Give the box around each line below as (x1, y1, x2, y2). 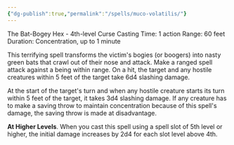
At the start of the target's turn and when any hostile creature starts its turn (7, 86, 225, 95)
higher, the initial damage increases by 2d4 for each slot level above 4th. (7, 130, 218, 138)
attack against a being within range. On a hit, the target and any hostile (7, 65, 212, 74)
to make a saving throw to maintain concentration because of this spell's (7, 101, 217, 109)
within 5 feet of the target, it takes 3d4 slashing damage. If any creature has (7, 94, 227, 102)
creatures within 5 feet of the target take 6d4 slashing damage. (7, 73, 190, 81)
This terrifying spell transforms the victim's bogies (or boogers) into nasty (7, 50, 221, 59)
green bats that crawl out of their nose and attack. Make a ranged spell (7, 57, 213, 67)
